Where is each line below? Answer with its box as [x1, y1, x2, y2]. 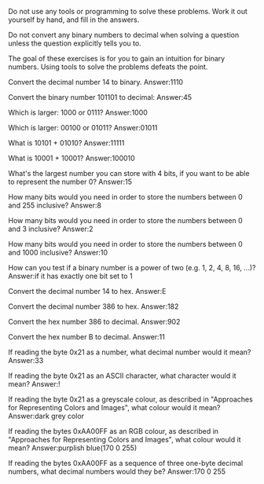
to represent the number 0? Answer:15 [8, 177, 132, 186]
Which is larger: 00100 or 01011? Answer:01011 [8, 123, 158, 132]
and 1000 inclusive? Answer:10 [8, 247, 108, 257]
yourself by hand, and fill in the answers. [8, 15, 140, 24]
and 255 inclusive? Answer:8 [8, 200, 102, 210]
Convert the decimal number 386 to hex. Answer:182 [8, 302, 179, 311]
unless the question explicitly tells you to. [8, 38, 141, 48]
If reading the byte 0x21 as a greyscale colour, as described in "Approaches [8, 394, 253, 404]
